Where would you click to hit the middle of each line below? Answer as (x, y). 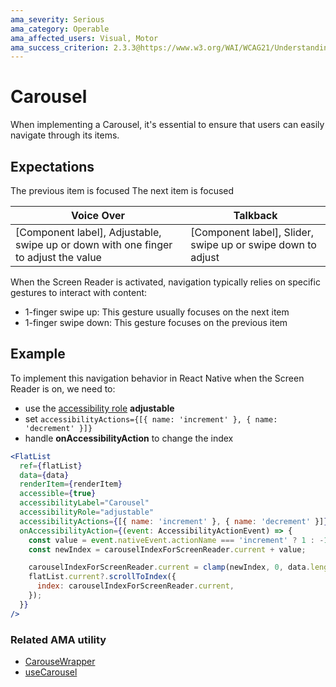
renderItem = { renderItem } (71, 484)
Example (38, 354)
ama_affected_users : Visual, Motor (84, 38)
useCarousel (51, 672)
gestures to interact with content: (79, 292)
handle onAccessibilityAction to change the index (129, 438)
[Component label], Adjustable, (88, 232)
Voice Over (98, 215)
